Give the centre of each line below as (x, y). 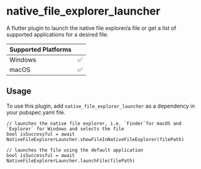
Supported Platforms (41, 49)
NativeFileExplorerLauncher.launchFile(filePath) (71, 160)
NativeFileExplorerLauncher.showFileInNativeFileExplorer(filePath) (95, 139)
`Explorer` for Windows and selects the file (65, 129)
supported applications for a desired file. (57, 34)
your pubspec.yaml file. (36, 112)
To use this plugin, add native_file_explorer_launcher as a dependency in (101, 106)
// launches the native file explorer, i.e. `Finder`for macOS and (94, 123)
